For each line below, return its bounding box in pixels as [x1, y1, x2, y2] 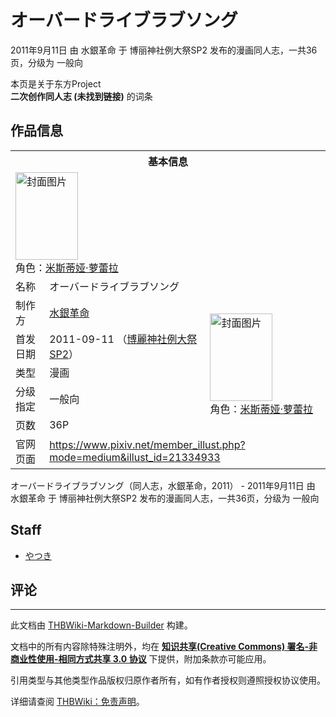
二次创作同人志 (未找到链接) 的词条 [10, 90, 153, 102]
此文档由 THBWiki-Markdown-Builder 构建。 [10, 619, 193, 631]
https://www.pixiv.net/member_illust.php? [49, 437, 246, 451]
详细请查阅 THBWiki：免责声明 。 [10, 696, 145, 708]
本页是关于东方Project [10, 77, 102, 90]
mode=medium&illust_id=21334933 [49, 450, 221, 464]
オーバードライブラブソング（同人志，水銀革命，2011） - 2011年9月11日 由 [10, 479, 316, 491]
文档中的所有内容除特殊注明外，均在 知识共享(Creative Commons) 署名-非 [10, 641, 318, 653]
